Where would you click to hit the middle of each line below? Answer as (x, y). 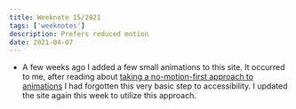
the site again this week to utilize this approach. (109, 96)
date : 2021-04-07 (41, 42)
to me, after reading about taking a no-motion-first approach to (138, 77)
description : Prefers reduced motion (79, 34)
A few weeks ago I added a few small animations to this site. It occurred (154, 67)
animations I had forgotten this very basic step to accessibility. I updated (155, 86)
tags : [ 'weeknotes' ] (48, 26)
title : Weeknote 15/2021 (55, 17)
